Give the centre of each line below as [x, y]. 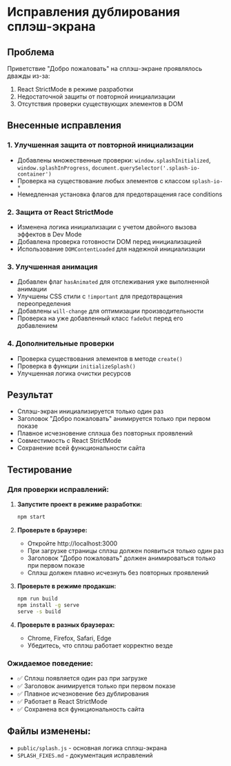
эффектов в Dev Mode [49, 234]
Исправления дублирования [94, 12]
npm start [31, 517]
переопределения [44, 304]
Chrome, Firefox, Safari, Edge [69, 638]
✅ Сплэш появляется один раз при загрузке [82, 678]
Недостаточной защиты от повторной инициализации [96, 96]
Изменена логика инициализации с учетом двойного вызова [107, 227]
